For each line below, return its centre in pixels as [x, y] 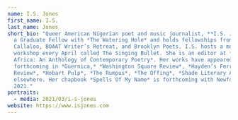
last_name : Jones [33, 27]
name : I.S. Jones [33, 14]
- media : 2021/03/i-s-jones [55, 100]
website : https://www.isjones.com [58, 106]
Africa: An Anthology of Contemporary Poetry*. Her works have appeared [123, 60]
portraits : [23, 92]
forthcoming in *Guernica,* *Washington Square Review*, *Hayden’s [115, 66]
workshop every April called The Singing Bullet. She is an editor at [120, 54]
